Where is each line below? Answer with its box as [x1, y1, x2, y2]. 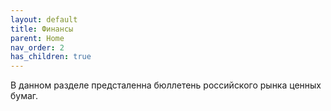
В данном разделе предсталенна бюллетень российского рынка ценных [10, 79, 322, 91]
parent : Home [10, 33, 65, 43]
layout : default [10, 14, 78, 25]
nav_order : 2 [10, 42, 65, 53]
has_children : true [10, 52, 92, 62]
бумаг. [10, 90, 39, 102]
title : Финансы [10, 24, 74, 34]
